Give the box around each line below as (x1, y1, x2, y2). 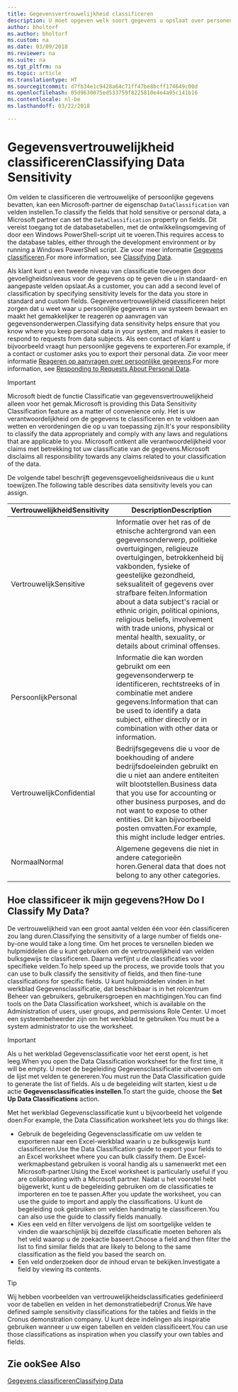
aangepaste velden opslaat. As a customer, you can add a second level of (7, 281, 221, 290)
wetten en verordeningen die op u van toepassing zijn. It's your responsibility (7, 422, 231, 430)
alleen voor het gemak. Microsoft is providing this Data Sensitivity (7, 399, 197, 408)
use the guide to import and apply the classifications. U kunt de (17, 1197, 203, 1206)
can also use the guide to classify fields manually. (17, 1212, 163, 1221)
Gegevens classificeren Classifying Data (7, 1376, 124, 1385)
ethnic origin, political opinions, (115, 605, 220, 615)
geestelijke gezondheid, (115, 570, 195, 580)
